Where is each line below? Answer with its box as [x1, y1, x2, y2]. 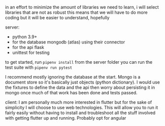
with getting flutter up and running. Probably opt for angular [5, 115, 127, 121]
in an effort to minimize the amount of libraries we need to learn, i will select [5, 4, 159, 10]
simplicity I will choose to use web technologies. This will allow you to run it [5, 105, 159, 110]
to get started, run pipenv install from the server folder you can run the [5, 59, 153, 65]
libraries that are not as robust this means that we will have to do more [5, 9, 148, 15]
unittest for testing [12, 49, 50, 55]
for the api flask [12, 44, 44, 50]
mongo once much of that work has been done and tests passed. [5, 90, 138, 95]
